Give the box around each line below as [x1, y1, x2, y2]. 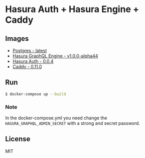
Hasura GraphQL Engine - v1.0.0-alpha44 [12, 53, 98, 59]
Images [5, 34, 29, 43]
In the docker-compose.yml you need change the [5, 115, 107, 121]
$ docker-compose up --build [5, 92, 66, 97]
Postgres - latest [12, 48, 47, 53]
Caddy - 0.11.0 [12, 64, 42, 69]
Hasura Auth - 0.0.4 [12, 58, 54, 64]
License [5, 135, 31, 143]
